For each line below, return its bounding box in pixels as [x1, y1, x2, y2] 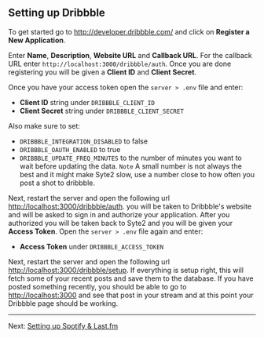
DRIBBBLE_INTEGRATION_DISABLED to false [19, 136, 148, 146]
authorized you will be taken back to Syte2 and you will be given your [8, 218, 233, 227]
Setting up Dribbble [8, 6, 106, 20]
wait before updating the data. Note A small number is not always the [19, 161, 242, 171]
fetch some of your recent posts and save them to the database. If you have [8, 274, 254, 283]
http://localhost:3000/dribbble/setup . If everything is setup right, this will [8, 265, 244, 274]
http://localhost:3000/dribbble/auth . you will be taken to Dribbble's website [8, 202, 252, 211]
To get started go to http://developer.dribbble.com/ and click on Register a [8, 27, 250, 36]
